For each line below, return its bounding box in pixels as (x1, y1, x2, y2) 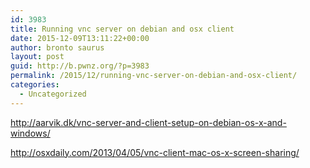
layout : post (10, 52, 65, 62)
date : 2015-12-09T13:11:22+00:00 (10, 33, 150, 43)
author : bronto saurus (10, 42, 105, 53)
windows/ (10, 127, 51, 139)
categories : (10, 80, 60, 90)
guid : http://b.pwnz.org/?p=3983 (10, 61, 150, 71)
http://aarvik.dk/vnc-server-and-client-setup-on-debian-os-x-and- (10, 116, 287, 128)
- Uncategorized (19, 89, 87, 99)
